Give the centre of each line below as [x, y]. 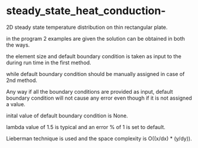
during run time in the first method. [49, 63]
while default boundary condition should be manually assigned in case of [95, 74]
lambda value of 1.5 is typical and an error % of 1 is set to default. [86, 127]
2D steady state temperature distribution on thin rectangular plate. [87, 27]
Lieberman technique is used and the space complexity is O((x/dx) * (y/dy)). [99, 138]
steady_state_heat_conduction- [86, 11]
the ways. [18, 45]
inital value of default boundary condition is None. [67, 116]
